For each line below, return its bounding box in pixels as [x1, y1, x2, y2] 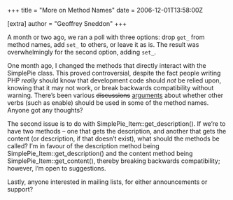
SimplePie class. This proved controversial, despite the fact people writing [7, 69, 221, 77]
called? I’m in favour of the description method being [7, 142, 160, 150]
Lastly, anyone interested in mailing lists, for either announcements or [7, 178, 208, 186]
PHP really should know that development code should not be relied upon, [7, 76, 222, 85]
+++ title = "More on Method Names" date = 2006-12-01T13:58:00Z [7, 6, 204, 14]
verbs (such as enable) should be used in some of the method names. [7, 99, 209, 107]
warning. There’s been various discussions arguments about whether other [7, 91, 224, 99]
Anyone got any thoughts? [7, 106, 83, 114]
